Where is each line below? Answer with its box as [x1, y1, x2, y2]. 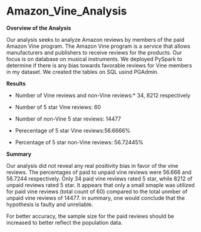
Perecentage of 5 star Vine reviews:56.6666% [15, 127, 131, 134]
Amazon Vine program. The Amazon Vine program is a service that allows [6, 42, 191, 50]
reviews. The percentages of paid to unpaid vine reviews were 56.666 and [6, 168, 192, 176]
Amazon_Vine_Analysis [6, 4, 127, 18]
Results [6, 80, 26, 87]
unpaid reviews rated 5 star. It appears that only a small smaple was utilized [6, 181, 195, 188]
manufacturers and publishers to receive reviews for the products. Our [6, 48, 182, 56]
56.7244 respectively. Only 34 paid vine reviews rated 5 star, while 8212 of [6, 174, 193, 182]
